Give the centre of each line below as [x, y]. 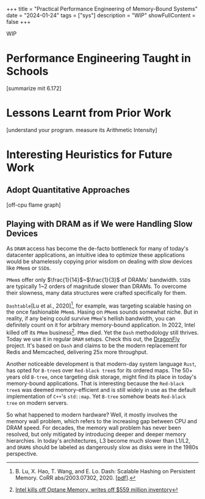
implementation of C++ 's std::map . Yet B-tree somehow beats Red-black [96, 396]
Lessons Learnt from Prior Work [89, 113]
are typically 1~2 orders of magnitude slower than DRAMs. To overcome [97, 286]
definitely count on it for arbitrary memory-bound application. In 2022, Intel [101, 325]
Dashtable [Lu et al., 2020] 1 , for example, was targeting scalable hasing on [99, 305]
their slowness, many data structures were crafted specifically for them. [97, 292]
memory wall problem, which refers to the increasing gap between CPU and [102, 421]
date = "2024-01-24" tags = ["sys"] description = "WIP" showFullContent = [101, 15]
